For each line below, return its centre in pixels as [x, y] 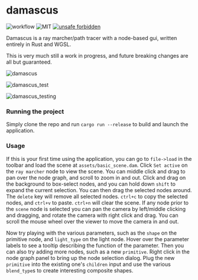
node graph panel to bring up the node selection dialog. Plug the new [90, 258]
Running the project [35, 111]
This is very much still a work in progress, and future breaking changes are [97, 55]
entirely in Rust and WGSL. [39, 44]
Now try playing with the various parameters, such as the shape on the [92, 233]
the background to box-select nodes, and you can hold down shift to [91, 184]
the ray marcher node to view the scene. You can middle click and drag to [96, 171]
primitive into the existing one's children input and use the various [89, 264]
